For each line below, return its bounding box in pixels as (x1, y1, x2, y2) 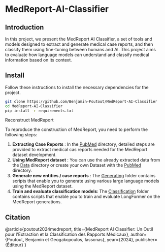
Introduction (5, 23, 44, 31)
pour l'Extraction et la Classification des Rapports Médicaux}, (5, 231, 130, 237)
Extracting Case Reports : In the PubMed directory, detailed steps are (12, 141, 155, 147)
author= (130, 231, 147, 237)
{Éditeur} (5, 242, 24, 248)
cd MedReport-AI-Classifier (5, 103, 63, 109)
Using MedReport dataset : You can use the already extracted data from (12, 157, 160, 163)
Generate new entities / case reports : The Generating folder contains (12, 173, 156, 179)
